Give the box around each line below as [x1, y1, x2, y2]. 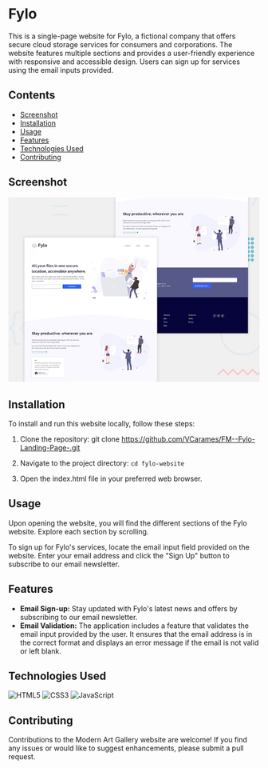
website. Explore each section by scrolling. [8, 526, 149, 536]
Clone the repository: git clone [19, 434, 120, 444]
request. [8, 752, 36, 762]
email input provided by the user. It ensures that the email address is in [19, 629, 253, 638]
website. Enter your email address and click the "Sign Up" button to [8, 550, 230, 560]
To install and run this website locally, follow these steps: [8, 418, 195, 428]
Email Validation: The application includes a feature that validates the [19, 621, 250, 630]
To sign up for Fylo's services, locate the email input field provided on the [8, 542, 250, 552]
